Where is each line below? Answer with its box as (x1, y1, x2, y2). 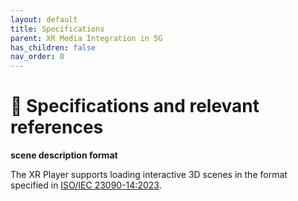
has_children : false (10, 42, 97, 53)
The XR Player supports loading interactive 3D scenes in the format (10, 169, 288, 181)
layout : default (10, 14, 78, 25)
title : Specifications (10, 24, 105, 34)
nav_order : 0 (10, 52, 65, 62)
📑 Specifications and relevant (10, 95, 260, 118)
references (10, 116, 104, 139)
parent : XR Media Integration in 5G (10, 33, 163, 43)
